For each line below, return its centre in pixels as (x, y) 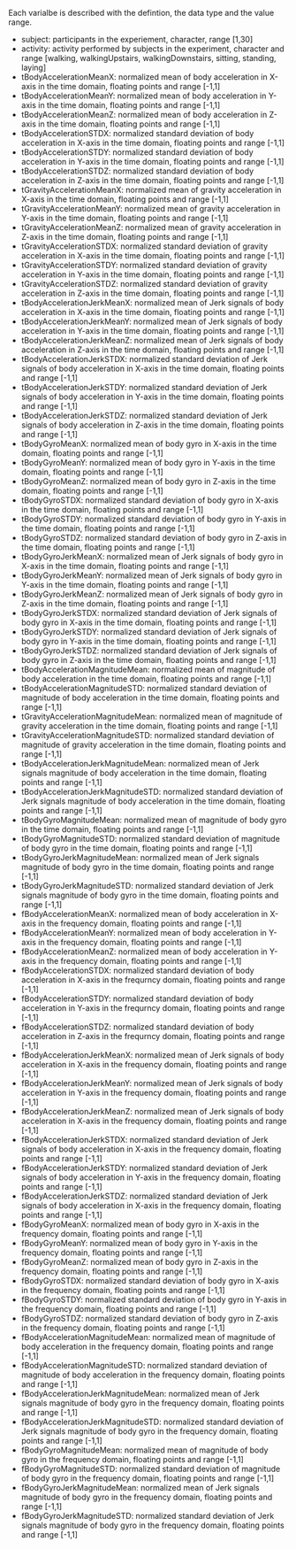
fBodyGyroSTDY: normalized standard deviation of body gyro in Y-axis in (154, 1299)
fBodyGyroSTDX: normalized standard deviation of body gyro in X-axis (150, 1281)
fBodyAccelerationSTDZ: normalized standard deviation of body (137, 1027)
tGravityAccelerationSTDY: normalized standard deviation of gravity (144, 265)
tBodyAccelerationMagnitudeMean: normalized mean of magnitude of (148, 669)
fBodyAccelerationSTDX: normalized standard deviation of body (137, 970)
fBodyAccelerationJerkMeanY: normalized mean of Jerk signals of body (152, 1083)
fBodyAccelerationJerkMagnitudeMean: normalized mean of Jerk (140, 1394)
